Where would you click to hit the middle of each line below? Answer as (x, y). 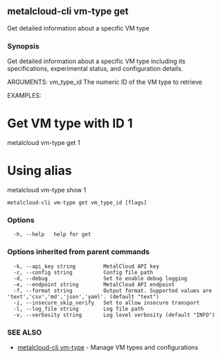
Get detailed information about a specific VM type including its (96, 61)
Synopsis (23, 46)
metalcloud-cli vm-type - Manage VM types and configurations (108, 347)
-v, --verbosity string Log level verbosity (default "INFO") (114, 315)
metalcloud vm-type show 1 (47, 189)
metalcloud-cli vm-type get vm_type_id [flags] (77, 203)
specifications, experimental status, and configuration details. (95, 69)
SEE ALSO (25, 332)
